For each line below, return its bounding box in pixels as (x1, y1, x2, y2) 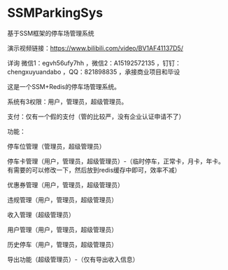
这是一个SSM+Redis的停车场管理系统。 (7, 82, 121, 90)
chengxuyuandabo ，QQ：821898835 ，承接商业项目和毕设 (7, 67, 180, 76)
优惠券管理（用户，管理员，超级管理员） (7, 180, 124, 189)
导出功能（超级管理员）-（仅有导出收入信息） (7, 255, 139, 264)
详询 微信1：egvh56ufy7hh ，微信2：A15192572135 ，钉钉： (7, 58, 182, 67)
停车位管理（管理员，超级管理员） (7, 142, 106, 150)
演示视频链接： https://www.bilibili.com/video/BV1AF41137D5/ (7, 43, 184, 52)
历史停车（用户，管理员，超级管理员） (7, 240, 117, 248)
